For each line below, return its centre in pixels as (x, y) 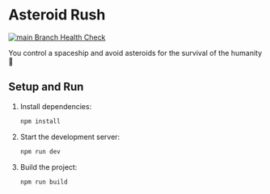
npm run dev (40, 151)
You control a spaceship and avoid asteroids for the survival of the (119, 53)
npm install (40, 121)
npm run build (44, 182)
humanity (247, 53)
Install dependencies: (56, 106)
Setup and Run (46, 87)
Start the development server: (70, 137)
